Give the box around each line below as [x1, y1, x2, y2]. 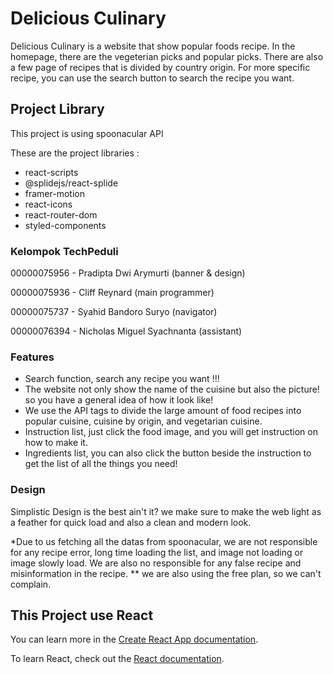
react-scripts [24, 166, 79, 178]
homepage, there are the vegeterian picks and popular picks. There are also [10, 50, 324, 62]
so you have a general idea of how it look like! [24, 394, 214, 406]
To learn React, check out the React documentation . [10, 653, 225, 665]
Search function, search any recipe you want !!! [24, 373, 220, 385]
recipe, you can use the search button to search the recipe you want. [10, 72, 295, 84]
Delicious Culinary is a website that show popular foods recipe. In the [10, 40, 296, 52]
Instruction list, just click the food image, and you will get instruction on [24, 426, 318, 438]
